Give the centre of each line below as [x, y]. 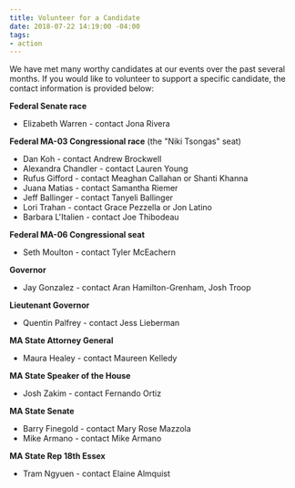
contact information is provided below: [82, 88]
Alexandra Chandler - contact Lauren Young [105, 168]
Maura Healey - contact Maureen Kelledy [100, 358]
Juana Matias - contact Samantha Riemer [100, 188]
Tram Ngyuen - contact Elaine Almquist [97, 473]
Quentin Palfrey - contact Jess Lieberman [101, 323]
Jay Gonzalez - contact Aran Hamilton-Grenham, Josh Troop [137, 288]
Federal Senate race [48, 107]
